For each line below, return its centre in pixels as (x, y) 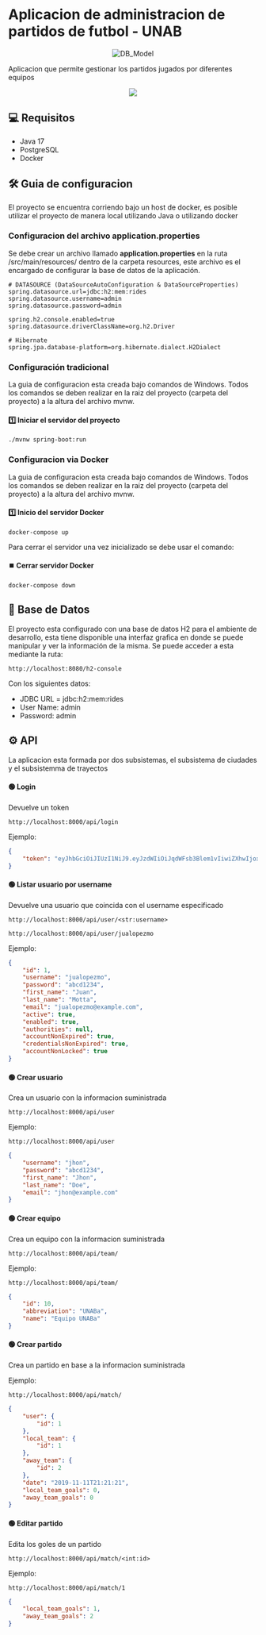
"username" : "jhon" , (56, 1163)
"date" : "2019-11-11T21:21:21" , (76, 1483)
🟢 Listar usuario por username (60, 885)
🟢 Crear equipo (34, 1218)
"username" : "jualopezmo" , (67, 978)
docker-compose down (42, 586)
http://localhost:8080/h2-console (65, 668)
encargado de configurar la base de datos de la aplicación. (104, 270)
